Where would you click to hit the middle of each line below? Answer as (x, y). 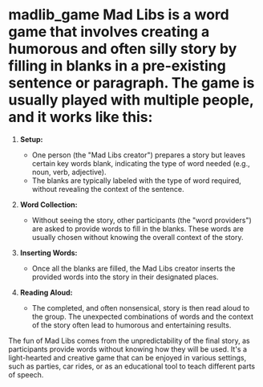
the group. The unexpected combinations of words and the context (143, 316)
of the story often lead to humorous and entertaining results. (131, 325)
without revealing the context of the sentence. (108, 189)
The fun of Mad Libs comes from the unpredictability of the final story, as (129, 340)
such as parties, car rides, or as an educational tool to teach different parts (131, 366)
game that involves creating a (109, 32)
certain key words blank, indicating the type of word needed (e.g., (141, 163)
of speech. (26, 374)
